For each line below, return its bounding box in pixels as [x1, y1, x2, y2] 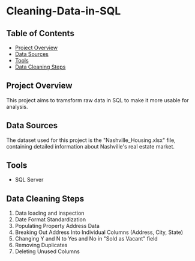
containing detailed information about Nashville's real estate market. [6, 143, 175, 150]
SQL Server [14, 176, 44, 183]
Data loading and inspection [14, 209, 85, 217]
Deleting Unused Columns [14, 248, 80, 255]
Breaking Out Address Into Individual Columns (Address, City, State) [14, 229, 184, 236]
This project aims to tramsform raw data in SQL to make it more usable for [6, 96, 189, 103]
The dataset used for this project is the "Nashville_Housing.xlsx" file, [6, 137, 176, 144]
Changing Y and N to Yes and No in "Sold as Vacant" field [14, 235, 158, 242]
